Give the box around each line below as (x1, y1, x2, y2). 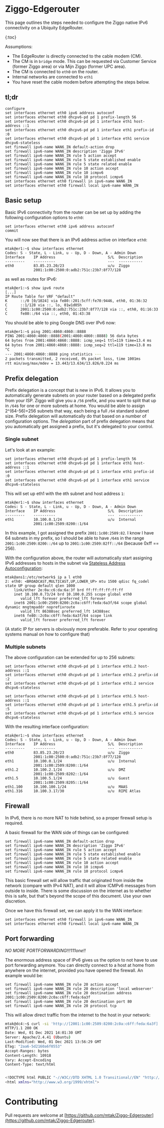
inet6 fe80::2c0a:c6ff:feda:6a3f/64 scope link (14, 613, 112, 618)
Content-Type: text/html (5, 1062, 56, 1067)
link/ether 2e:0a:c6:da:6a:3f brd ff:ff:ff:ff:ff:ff (14, 587, 123, 593)
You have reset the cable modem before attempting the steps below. (12, 79, 150, 85)
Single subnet (5, 436, 39, 443)
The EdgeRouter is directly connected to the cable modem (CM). (12, 53, 143, 59)
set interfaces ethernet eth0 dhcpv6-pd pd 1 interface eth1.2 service (5, 681, 154, 686)
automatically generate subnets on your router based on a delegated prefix (5, 392, 156, 398)
